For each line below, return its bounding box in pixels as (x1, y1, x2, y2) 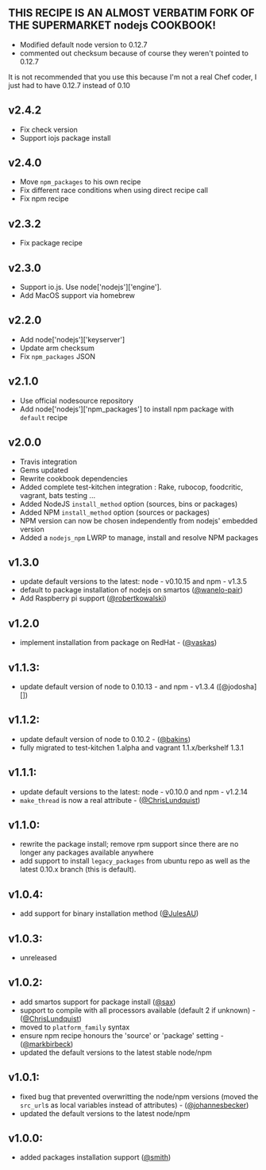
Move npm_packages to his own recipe (19, 177, 141, 187)
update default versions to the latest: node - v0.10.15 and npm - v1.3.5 (19, 577, 248, 586)
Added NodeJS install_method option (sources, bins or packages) (19, 499, 238, 508)
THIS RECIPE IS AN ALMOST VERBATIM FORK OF (8, 6, 256, 20)
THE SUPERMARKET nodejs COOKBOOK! (8, 19, 217, 33)
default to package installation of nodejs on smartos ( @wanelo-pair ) (19, 585, 244, 595)
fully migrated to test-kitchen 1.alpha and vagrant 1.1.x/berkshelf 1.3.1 (19, 743, 244, 752)
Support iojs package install (19, 133, 111, 142)
